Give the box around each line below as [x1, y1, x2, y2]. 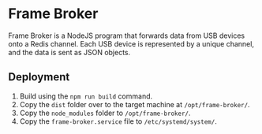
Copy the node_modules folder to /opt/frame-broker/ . [19, 108, 191, 117]
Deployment [8, 70, 70, 84]
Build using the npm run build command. [19, 91, 153, 101]
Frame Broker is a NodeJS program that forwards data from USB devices [8, 31, 245, 40]
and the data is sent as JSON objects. [8, 47, 131, 57]
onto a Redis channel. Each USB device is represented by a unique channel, [8, 39, 255, 48]
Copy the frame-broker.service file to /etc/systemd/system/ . [19, 116, 217, 126]
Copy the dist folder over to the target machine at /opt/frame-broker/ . [19, 99, 250, 109]
